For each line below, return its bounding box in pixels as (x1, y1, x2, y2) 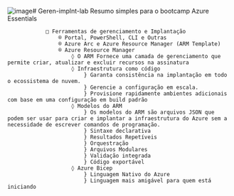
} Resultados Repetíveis (83, 134, 158, 141)
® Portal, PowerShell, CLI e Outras (58, 34, 167, 41)
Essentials (7, 14, 38, 23)
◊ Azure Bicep (70, 165, 113, 172)
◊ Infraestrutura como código (70, 65, 161, 72)
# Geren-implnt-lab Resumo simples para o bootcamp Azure (32, 7, 210, 15)
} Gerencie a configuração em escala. (83, 84, 199, 91)
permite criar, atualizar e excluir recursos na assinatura (7, 59, 190, 66)
